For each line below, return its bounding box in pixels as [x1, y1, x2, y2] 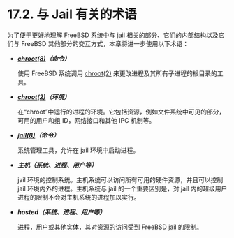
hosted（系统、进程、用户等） [17, 207, 106, 216]
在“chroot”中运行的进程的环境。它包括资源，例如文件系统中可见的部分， [17, 107, 226, 116]
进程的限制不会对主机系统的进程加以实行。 [17, 193, 140, 201]
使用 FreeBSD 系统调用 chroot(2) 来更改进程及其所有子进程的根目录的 [17, 69, 218, 77]
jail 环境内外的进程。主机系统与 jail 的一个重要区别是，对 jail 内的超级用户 [17, 184, 228, 193]
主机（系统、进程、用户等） [17, 161, 98, 169]
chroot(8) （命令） [17, 54, 71, 63]
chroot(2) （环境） [17, 92, 71, 101]
